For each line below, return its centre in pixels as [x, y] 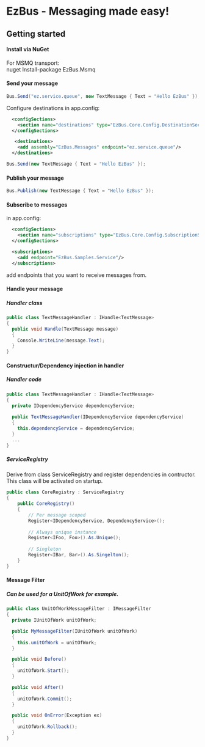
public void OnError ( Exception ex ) [57, 716]
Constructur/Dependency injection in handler [65, 366]
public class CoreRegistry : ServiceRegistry [65, 492]
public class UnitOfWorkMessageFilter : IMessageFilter [79, 609]
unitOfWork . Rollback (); [48, 727]
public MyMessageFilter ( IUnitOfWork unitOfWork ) [75, 631]
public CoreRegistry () [46, 504]
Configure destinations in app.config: [53, 108]
